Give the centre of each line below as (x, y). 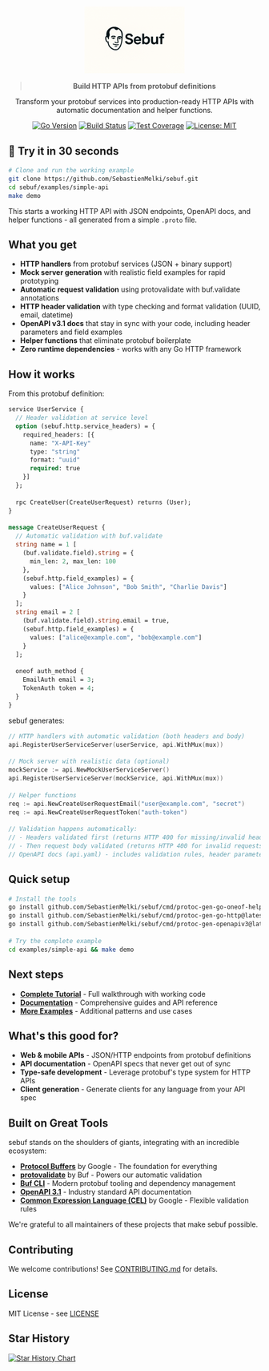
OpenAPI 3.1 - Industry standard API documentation (106, 1192)
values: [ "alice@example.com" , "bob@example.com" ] (116, 637)
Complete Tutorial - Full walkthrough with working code (112, 994)
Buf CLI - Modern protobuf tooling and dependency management (128, 1183)
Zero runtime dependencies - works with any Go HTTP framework (130, 349)
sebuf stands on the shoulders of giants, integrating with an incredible (124, 1143)
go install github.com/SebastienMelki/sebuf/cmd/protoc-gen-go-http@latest (137, 916)
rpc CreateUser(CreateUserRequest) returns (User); (104, 502)
